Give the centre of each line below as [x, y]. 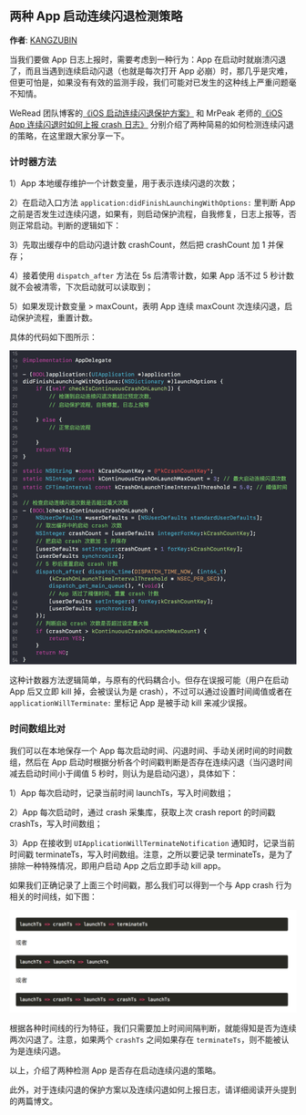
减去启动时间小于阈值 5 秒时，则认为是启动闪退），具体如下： [124, 773]
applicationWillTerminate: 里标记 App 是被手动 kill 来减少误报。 [131, 703]
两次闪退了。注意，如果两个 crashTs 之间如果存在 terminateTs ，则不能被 [145, 1040]
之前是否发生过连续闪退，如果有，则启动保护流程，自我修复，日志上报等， [149, 214]
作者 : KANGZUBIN [43, 40]
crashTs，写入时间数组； [56, 823]
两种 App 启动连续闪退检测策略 [97, 16]
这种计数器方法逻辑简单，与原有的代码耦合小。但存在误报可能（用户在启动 [149, 680]
